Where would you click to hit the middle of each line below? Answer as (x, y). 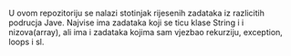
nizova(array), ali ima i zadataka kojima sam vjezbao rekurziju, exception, (146, 32)
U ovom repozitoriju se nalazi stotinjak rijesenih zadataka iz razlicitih (137, 13)
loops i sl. (26, 42)
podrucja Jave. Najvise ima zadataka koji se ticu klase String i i (126, 23)
